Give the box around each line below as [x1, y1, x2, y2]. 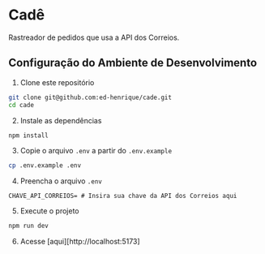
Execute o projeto [19, 206, 79, 216]
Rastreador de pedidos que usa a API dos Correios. [8, 32, 180, 42]
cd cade [8, 101, 35, 109]
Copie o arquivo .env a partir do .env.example [19, 146, 173, 156]
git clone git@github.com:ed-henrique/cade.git [8, 93, 173, 101]
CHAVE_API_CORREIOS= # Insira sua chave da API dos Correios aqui [8, 192, 237, 200]
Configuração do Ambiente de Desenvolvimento [8, 56, 258, 70]
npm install [8, 131, 49, 140]
